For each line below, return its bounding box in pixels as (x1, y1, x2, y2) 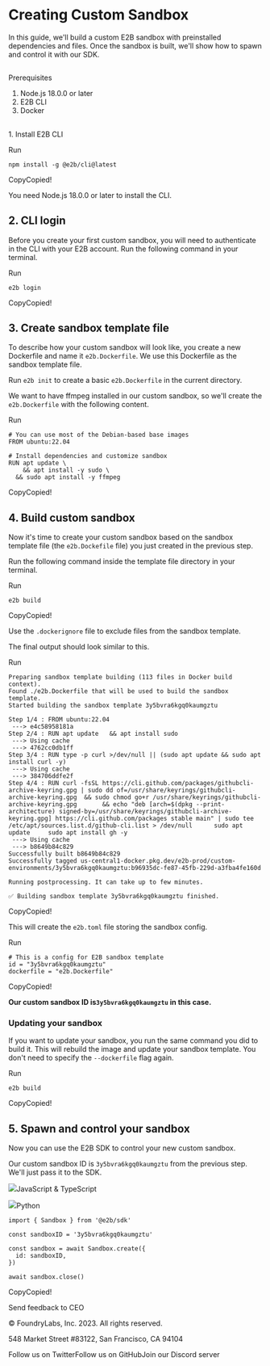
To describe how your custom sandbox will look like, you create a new (8, 343, 242, 352)
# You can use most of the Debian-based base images (8, 431, 189, 439)
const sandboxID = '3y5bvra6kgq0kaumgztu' (8, 1230, 153, 1239)
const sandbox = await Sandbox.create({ (8, 1245, 147, 1253)
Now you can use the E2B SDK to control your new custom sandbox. (8, 1143, 236, 1153)
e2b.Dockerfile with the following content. (8, 400, 149, 410)
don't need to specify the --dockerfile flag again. (8, 1053, 175, 1063)
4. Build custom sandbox (8, 511, 135, 524)
